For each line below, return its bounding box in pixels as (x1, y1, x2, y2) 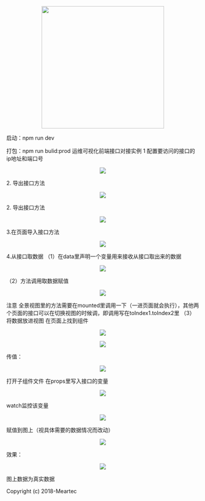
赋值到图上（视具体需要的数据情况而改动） (6, 426, 114, 434)
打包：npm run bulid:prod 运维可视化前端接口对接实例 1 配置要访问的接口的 (6, 147, 196, 154)
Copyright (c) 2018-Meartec (6, 488, 77, 495)
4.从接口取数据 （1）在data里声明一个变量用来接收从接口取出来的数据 (6, 253, 182, 260)
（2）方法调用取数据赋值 (6, 277, 69, 284)
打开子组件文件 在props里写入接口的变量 (6, 377, 108, 385)
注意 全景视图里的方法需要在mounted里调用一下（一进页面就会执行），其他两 (6, 302, 199, 309)
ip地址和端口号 (6, 155, 43, 162)
